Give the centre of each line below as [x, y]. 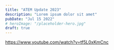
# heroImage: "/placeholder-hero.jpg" [45, 24]
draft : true [17, 28]
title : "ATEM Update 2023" [33, 10]
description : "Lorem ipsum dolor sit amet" [51, 14]
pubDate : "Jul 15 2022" [30, 19]
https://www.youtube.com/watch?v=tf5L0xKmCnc [57, 42]
